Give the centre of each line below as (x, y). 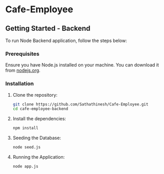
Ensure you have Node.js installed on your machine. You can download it (82, 65)
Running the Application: (39, 157)
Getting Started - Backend (48, 28)
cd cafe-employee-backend (40, 109)
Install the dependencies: (39, 119)
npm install (25, 128)
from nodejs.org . (23, 71)
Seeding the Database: (37, 138)
